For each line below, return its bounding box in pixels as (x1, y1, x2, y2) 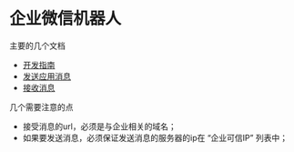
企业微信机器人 (9, 8, 122, 29)
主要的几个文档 (9, 40, 66, 51)
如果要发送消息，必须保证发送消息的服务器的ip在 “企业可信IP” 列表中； (22, 132, 289, 143)
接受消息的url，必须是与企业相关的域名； (22, 120, 177, 132)
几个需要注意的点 (9, 101, 74, 112)
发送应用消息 (22, 70, 71, 82)
